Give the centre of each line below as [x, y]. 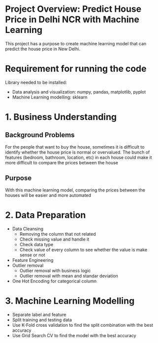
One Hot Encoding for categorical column [54, 281]
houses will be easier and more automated [48, 195]
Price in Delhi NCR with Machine [72, 19]
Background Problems [40, 135]
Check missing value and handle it [54, 239]
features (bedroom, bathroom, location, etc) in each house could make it [79, 157]
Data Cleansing [28, 229]
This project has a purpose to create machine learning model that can [76, 43]
